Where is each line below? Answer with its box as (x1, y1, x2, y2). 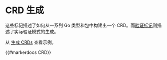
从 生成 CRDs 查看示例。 (5, 39, 57, 45)
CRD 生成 (5, 5, 44, 16)
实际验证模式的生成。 (14, 28, 59, 34)
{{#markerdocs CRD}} (5, 49, 52, 55)
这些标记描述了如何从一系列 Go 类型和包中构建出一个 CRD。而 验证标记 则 (5, 22, 157, 28)
